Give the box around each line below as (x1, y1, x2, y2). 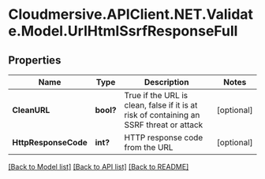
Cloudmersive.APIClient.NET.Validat (8, 5, 254, 24)
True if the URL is (124, 90, 188, 100)
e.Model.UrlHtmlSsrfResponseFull (8, 22, 238, 40)
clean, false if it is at (124, 100, 198, 111)
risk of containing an (124, 110, 200, 120)
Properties (8, 53, 62, 67)
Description (144, 77, 189, 87)
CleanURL (12, 104, 50, 115)
